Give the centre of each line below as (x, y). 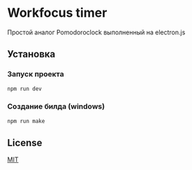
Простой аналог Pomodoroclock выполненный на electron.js (96, 32)
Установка (31, 54)
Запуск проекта (36, 74)
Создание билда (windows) (56, 106)
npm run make (26, 121)
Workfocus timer (57, 13)
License (25, 143)
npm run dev (24, 89)
